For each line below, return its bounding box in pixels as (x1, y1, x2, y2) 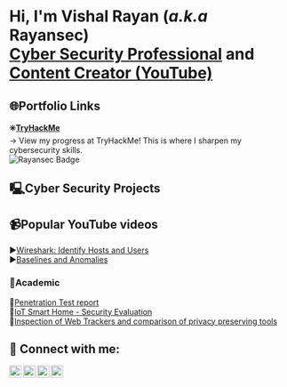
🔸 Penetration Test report (9, 296, 100, 308)
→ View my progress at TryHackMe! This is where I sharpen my (9, 135, 243, 146)
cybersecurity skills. (9, 145, 83, 155)
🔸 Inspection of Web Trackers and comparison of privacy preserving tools (9, 316, 278, 327)
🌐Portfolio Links (9, 98, 100, 113)
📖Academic (9, 277, 60, 289)
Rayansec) (9, 25, 90, 45)
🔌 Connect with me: (9, 341, 120, 357)
